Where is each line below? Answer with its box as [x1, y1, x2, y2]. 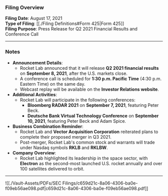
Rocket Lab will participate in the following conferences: [19, 97, 136, 103]
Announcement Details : [12, 59, 63, 66]
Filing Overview [5, 4, 44, 11]
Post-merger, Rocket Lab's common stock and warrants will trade [19, 139, 155, 145]
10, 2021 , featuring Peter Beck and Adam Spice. [27, 118, 126, 124]
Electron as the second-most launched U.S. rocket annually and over [19, 160, 162, 166]
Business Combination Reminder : [12, 123, 83, 129]
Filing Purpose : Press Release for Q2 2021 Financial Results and [5, 26, 137, 32]
